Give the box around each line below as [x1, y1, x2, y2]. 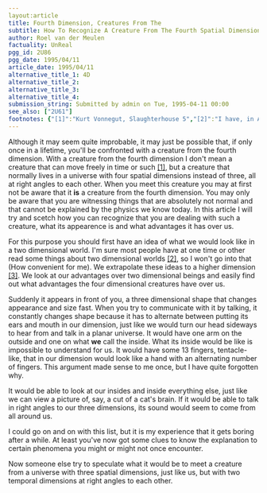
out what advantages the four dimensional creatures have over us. [8, 279, 226, 289]
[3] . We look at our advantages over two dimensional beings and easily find [8, 270, 256, 280]
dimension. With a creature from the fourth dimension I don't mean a [8, 153, 233, 163]
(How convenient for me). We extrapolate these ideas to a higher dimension [8, 262, 256, 271]
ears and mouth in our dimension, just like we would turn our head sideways [8, 320, 257, 329]
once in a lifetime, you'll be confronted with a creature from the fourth [8, 145, 237, 155]
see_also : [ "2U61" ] [8, 108, 73, 116]
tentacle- [217, 345, 248, 355]
